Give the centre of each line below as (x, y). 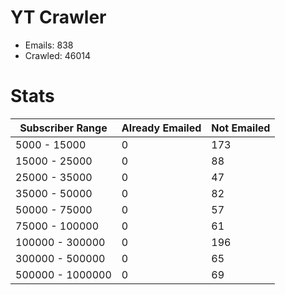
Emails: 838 (49, 45)
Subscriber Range (63, 128)
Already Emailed (161, 128)
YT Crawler (58, 17)
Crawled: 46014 (58, 55)
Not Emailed (241, 128)
